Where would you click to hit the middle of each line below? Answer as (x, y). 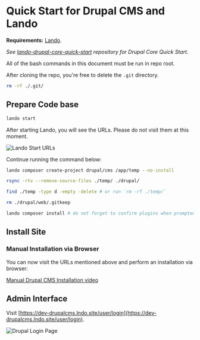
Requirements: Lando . (34, 40)
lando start (21, 118)
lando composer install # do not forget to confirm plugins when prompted (101, 213)
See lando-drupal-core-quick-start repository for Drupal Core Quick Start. (97, 51)
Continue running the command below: (54, 159)
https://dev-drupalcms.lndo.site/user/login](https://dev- (88, 313)
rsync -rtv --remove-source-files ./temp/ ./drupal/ (73, 181)
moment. (17, 136)
